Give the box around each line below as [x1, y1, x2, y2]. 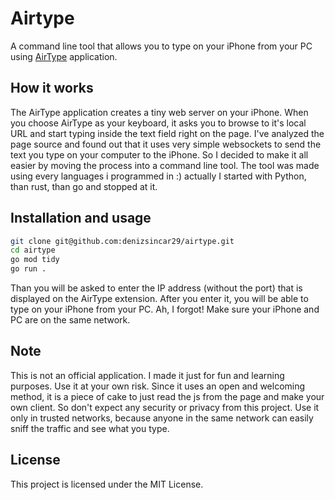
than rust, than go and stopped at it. [10, 180, 158, 192]
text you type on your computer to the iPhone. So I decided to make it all [10, 148, 309, 161]
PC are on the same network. [10, 314, 131, 326]
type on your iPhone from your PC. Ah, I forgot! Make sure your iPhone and [10, 303, 320, 316]
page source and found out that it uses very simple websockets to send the [10, 138, 322, 150]
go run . [10, 264, 47, 274]
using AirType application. [10, 50, 118, 62]
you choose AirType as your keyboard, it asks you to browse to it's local [10, 117, 307, 129]
